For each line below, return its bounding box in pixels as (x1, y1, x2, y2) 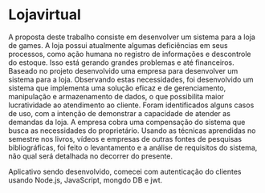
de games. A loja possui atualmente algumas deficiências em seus (8, 40, 228, 50)
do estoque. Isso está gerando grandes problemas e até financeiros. (8, 58, 234, 67)
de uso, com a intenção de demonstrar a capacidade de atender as (8, 108, 231, 118)
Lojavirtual (8, 6, 82, 24)
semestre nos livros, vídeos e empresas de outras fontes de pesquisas (8, 134, 243, 143)
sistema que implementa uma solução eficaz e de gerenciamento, (8, 82, 226, 93)
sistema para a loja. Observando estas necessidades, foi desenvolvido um (8, 74, 255, 84)
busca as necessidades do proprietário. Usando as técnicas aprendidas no (8, 126, 256, 135)
